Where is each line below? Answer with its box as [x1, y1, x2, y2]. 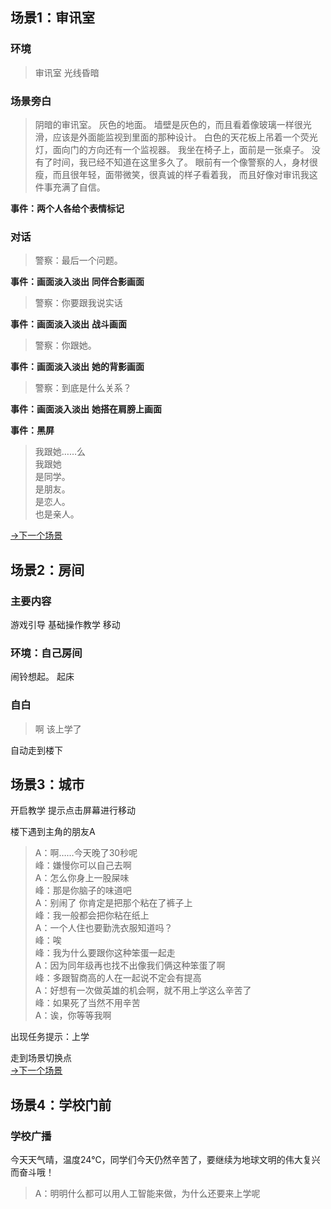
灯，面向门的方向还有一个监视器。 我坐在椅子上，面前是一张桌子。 [34, 143, 310, 155]
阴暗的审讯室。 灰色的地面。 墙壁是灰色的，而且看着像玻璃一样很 [34, 118, 303, 130]
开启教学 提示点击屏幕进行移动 [10, 804, 136, 817]
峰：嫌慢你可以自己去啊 [34, 859, 132, 872]
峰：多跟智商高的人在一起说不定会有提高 [34, 972, 202, 984]
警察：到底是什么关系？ [34, 382, 132, 394]
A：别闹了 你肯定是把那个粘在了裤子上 [34, 897, 193, 909]
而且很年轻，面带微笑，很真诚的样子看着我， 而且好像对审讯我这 [52, 168, 318, 180]
